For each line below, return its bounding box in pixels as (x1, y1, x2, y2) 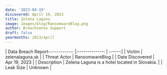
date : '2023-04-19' (5, 7, 46, 12)
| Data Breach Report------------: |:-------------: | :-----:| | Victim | (5, 48, 142, 55)
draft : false (5, 30, 32, 35)
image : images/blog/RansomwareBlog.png (5, 21, 88, 26)
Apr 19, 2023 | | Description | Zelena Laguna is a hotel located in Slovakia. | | (5, 59, 162, 65)
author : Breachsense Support (5, 26, 66, 31)
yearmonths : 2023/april (5, 35, 55, 40)
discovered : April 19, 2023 (5, 12, 64, 17)
